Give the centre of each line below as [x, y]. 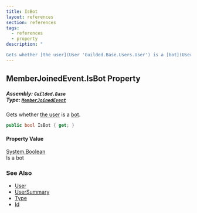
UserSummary [32, 192]
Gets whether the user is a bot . [43, 114]
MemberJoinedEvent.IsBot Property [73, 79]
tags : [13, 28]
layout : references [30, 17]
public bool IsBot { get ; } [40, 126]
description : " [25, 45]
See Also [19, 173]
